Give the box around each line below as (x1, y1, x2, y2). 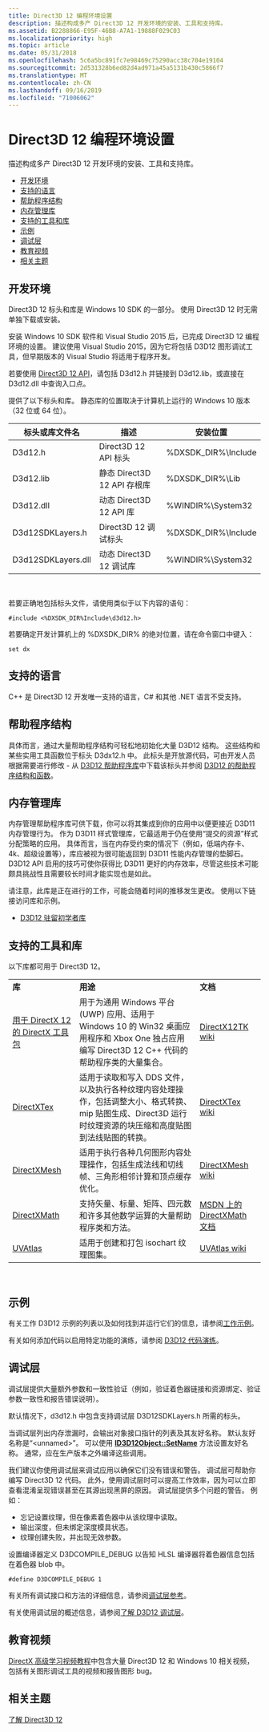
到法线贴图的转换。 (78, 1132, 152, 1143)
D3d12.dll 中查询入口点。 (8, 378, 90, 388)
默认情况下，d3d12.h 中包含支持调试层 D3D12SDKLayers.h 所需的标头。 (8, 1410, 246, 1420)
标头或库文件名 (23, 427, 80, 438)
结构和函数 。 (14, 771, 58, 780)
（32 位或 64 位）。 (8, 406, 70, 415)
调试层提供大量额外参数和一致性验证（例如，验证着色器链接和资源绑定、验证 (8, 1384, 261, 1394)
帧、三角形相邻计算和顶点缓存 (78, 1172, 192, 1183)
